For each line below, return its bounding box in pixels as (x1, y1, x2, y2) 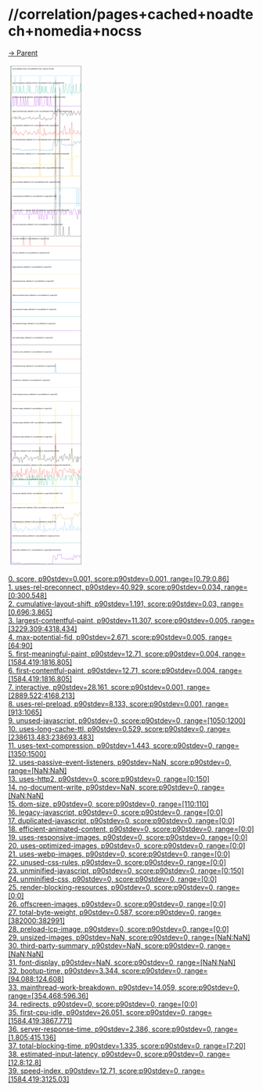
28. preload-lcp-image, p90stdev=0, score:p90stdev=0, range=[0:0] (8, 924, 229, 933)
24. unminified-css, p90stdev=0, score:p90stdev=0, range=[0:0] (8, 874, 218, 884)
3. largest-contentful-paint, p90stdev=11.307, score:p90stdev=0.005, (8, 615, 230, 625)
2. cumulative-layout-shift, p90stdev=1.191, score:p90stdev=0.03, (8, 599, 219, 608)
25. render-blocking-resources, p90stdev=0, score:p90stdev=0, (8, 882, 215, 892)
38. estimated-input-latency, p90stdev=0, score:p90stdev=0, (8, 1049, 206, 1059)
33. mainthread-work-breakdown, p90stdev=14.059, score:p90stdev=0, (8, 983, 240, 992)
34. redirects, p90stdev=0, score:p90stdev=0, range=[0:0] (8, 999, 198, 1009)
